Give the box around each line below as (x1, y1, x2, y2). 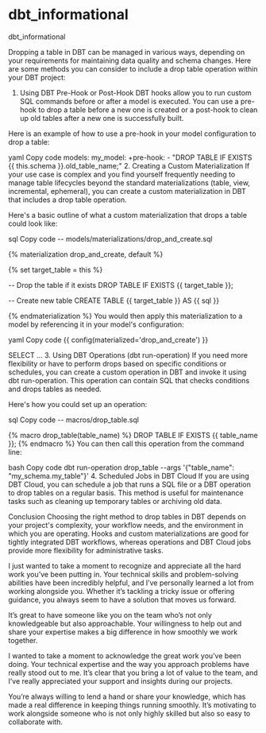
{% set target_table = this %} (8, 265, 103, 274)
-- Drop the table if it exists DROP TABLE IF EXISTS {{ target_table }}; (8, 280, 233, 289)
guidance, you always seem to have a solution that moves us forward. (8, 595, 237, 604)
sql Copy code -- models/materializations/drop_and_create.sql (8, 234, 213, 243)
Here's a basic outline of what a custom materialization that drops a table (8, 210, 248, 219)
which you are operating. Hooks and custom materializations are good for (8, 529, 249, 538)
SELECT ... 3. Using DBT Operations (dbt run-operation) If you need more (8, 350, 249, 359)
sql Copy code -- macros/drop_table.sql (8, 415, 139, 425)
